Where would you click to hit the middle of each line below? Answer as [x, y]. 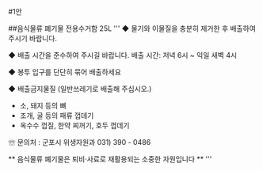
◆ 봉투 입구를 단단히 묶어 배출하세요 [65, 72]
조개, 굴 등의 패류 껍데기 [57, 116]
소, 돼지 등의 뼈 [43, 106]
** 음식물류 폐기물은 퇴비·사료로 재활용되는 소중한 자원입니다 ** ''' [110, 159]
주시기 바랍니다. [33, 38]
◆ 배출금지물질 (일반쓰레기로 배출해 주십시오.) [80, 89]
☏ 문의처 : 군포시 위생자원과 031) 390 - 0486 [80, 142]
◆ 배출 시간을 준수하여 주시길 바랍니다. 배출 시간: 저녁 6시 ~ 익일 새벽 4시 [123, 55]
